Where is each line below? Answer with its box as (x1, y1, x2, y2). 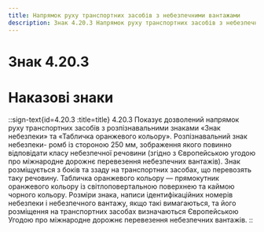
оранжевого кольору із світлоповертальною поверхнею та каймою (8, 182, 235, 191)
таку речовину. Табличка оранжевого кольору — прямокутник (8, 173, 220, 182)
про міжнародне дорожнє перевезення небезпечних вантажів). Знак (8, 157, 241, 166)
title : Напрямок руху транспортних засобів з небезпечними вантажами (8, 11, 241, 20)
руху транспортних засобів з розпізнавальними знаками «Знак (8, 123, 222, 132)
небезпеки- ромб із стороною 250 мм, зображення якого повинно (8, 139, 232, 149)
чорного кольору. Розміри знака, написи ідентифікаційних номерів (8, 190, 233, 199)
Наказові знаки (8, 88, 114, 106)
